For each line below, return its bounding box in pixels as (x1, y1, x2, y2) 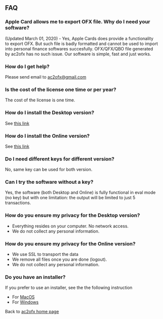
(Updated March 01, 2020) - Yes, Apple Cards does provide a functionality (5, 35, 154, 41)
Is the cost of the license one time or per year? (5, 86, 116, 93)
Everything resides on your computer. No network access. (12, 223, 129, 229)
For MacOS (12, 294, 35, 300)
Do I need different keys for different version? (5, 155, 115, 162)
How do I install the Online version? (5, 132, 90, 139)
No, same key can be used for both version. (5, 167, 93, 173)
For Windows (12, 299, 39, 305)
